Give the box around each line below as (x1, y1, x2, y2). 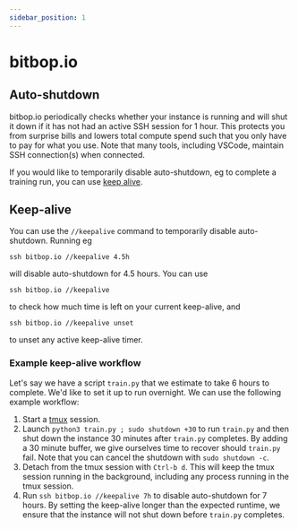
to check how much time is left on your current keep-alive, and (9, 301, 241, 312)
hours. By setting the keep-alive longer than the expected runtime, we (21, 499, 281, 510)
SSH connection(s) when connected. (9, 149, 145, 160)
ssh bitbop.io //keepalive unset (9, 319, 134, 328)
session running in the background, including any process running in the (21, 471, 289, 481)
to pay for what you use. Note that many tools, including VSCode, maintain (9, 140, 285, 151)
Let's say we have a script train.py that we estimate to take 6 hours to (9, 377, 270, 388)
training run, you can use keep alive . (9, 176, 143, 186)
